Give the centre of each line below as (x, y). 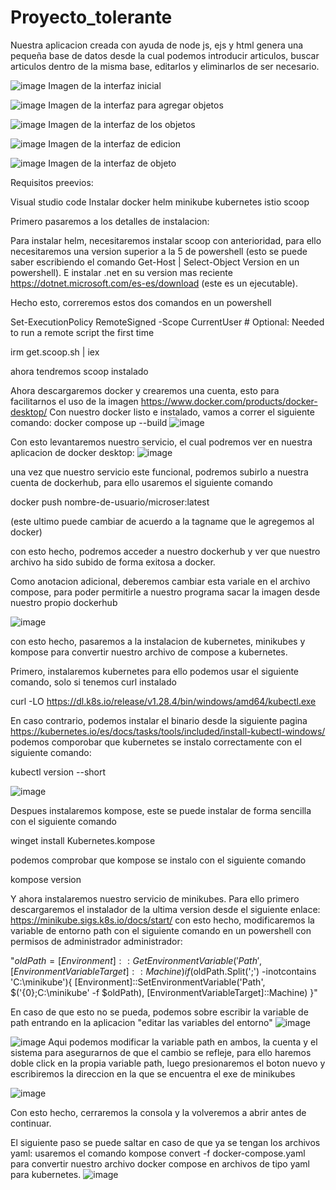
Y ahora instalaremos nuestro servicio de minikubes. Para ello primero (155, 898)
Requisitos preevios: (52, 182)
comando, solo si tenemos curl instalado (93, 682)
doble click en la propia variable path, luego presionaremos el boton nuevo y (168, 1063)
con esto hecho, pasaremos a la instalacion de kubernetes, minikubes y (158, 641)
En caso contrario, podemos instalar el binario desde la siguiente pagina (159, 720)
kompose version (46, 879)
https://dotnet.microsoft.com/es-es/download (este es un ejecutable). (154, 283)
